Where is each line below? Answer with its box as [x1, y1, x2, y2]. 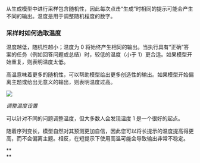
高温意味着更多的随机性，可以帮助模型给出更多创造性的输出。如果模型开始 [6, 71, 189, 79]
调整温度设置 [6, 102, 37, 109]
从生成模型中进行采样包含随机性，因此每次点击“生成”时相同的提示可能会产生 [6, 5, 193, 12]
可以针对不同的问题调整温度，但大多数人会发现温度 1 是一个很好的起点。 [6, 115, 183, 122]
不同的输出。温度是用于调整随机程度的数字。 [6, 12, 116, 20]
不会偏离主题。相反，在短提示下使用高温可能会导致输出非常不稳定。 [21, 135, 189, 142]
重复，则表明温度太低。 [11, 58, 69, 65]
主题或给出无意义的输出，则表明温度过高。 [11, 79, 116, 86]
